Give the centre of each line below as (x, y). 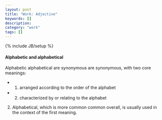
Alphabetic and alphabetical (34, 57)
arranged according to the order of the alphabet (68, 87)
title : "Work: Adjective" (31, 14)
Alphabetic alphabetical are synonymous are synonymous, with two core (78, 68)
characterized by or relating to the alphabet (63, 98)
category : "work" (23, 28)
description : (18, 23)
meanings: (16, 73)
